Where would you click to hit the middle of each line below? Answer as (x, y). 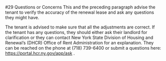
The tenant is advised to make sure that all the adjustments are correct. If (80, 27)
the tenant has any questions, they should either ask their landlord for (76, 32)
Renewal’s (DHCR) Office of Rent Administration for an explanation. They (80, 43)
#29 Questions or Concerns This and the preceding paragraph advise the (80, 7)
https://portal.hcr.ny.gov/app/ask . (40, 53)
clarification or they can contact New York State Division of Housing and (79, 37)
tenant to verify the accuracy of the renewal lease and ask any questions (80, 12)
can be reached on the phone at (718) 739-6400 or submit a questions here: (83, 48)
